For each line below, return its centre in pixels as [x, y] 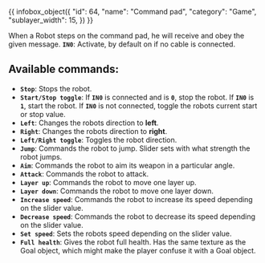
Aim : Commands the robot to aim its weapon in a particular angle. [127, 165]
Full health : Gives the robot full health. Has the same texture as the [133, 242]
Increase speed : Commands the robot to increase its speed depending [136, 199]
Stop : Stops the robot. [56, 88]
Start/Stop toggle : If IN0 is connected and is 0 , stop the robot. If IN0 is [137, 97]
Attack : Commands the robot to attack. [84, 174]
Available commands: [63, 69]
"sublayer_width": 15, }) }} [51, 20]
